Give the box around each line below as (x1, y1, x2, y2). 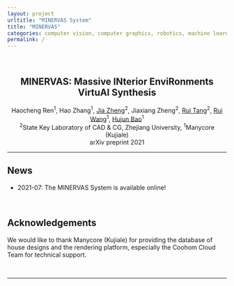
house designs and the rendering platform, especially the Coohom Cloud (7, 243, 216, 251)
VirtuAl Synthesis (77, 86, 157, 98)
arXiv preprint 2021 (89, 137, 145, 146)
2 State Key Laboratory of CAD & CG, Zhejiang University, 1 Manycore (19, 122, 214, 131)
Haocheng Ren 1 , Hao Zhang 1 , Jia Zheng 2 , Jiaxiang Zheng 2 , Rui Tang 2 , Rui (11, 105, 223, 114)
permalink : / (7, 36, 45, 43)
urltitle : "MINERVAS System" (7, 17, 92, 24)
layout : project (7, 10, 54, 17)
